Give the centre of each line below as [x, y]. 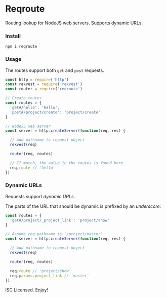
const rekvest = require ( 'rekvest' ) [44, 84]
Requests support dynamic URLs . [40, 196]
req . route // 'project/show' [40, 271]
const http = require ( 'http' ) [37, 80]
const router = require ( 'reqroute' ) [44, 89]
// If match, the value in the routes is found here [67, 163]
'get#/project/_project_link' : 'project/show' [60, 220]
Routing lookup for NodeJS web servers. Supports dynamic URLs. [74, 23]
